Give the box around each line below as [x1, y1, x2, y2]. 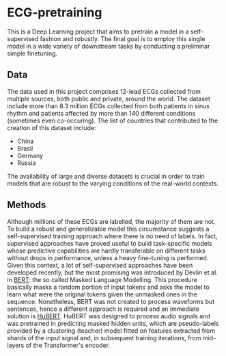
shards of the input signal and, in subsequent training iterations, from [7, 333, 201, 342]
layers [7, 341, 25, 349]
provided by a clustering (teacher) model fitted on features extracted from [7, 327, 216, 335]
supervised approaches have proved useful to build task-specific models [7, 239, 213, 247]
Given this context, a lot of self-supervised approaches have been [7, 261, 193, 269]
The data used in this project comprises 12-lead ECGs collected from [7, 87, 201, 95]
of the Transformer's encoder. [25, 341, 111, 349]
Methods [7, 199, 46, 211]
